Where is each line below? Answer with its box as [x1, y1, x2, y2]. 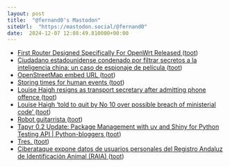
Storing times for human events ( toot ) [17, 78, 125, 87]
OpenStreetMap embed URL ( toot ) [17, 71, 116, 79]
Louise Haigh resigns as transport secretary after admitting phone [17, 86, 206, 94]
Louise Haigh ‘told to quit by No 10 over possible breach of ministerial [17, 100, 217, 109]
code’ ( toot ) [17, 108, 51, 116]
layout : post [7, 10, 45, 17]
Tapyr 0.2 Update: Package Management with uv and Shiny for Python [17, 122, 220, 131]
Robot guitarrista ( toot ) [17, 116, 83, 124]
